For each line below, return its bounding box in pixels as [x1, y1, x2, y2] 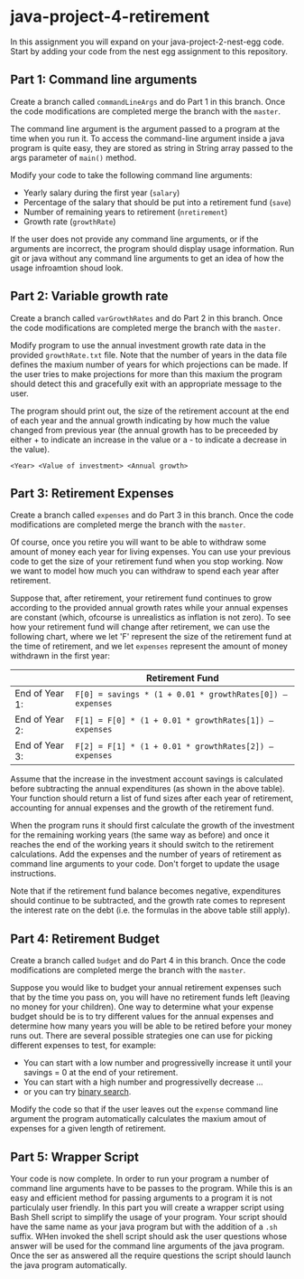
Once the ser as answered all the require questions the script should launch [10, 1250, 291, 1261]
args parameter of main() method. [10, 152, 137, 163]
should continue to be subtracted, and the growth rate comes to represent [10, 895, 286, 906]
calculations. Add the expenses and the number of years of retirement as [10, 848, 282, 860]
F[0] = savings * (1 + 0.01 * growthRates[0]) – [74, 689, 288, 700]
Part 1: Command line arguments [10, 72, 198, 88]
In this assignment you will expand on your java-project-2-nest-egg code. [10, 36, 285, 47]
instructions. [10, 868, 57, 879]
